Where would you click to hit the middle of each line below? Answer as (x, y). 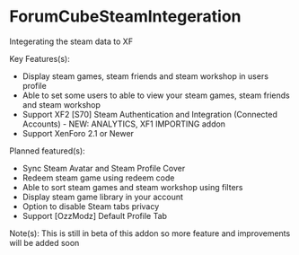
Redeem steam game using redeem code (98, 178)
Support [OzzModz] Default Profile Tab (95, 215)
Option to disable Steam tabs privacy (91, 206)
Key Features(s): (40, 58)
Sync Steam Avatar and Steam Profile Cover (104, 168)
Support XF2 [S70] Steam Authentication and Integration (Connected (150, 114)
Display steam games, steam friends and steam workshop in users (145, 76)
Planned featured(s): (47, 151)
